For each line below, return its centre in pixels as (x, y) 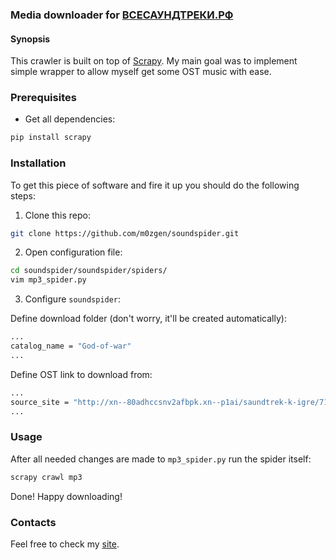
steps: (23, 195)
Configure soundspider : (73, 299)
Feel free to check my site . (65, 544)
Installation (38, 163)
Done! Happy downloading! (66, 496)
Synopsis (30, 39)
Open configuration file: (73, 252)
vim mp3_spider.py (48, 280)
